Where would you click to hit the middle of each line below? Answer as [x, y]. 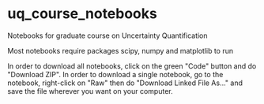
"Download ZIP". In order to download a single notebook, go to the [115, 74]
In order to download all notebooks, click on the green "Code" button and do [132, 66]
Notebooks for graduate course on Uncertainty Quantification [107, 35]
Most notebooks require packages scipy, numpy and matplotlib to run [121, 50]
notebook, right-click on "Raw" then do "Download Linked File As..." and [125, 83]
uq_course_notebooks [82, 14]
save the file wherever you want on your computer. [90, 91]
